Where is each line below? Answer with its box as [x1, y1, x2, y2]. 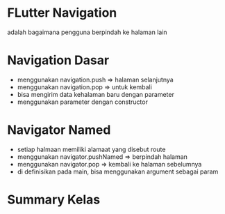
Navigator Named [7, 122, 111, 138]
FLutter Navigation [7, 5, 117, 21]
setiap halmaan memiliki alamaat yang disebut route [17, 145, 166, 153]
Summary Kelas [7, 192, 101, 207]
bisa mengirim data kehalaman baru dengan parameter [17, 90, 175, 98]
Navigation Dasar [7, 52, 110, 68]
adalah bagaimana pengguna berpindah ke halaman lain [7, 28, 168, 36]
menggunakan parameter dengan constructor [17, 98, 148, 106]
